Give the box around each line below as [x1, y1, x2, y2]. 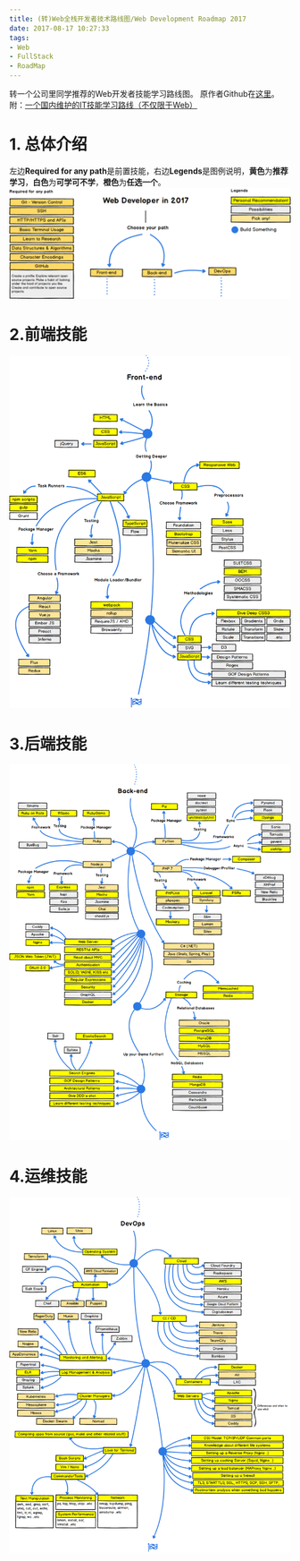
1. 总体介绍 [9, 134, 87, 155]
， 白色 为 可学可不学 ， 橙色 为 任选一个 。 [25, 176, 166, 187]
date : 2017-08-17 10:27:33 [9, 23, 110, 33]
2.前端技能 [9, 324, 87, 345]
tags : [9, 33, 29, 42]
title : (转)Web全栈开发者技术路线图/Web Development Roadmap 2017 [9, 14, 247, 23]
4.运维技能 [9, 1166, 87, 1186]
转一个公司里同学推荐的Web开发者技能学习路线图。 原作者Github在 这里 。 [9, 89, 279, 98]
